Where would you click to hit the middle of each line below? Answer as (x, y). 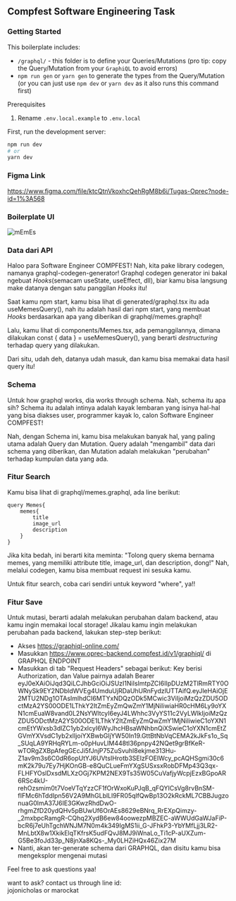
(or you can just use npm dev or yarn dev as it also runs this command (118, 83)
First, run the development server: (57, 131)
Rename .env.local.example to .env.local (79, 118)
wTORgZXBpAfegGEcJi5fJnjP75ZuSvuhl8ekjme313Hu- (97, 751)
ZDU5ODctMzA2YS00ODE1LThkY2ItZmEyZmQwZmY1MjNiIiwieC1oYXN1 (122, 721)
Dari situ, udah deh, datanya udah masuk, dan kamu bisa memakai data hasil (118, 359)
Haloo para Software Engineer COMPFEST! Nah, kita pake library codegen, (116, 266)
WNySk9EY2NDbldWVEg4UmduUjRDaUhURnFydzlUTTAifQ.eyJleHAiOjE (123, 691)
